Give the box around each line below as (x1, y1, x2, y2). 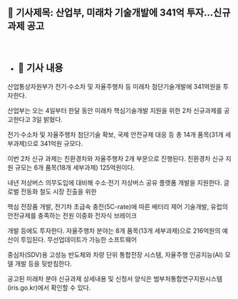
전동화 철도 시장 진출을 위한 (20, 187, 98, 196)
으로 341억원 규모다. (26, 139, 83, 147)
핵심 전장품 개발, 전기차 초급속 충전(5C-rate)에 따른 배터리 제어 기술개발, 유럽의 (7, 202, 228, 211)
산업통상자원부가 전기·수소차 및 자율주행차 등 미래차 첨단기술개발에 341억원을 (7, 82, 222, 90)
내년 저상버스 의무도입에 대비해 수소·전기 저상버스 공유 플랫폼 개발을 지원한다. (7, 178, 222, 187)
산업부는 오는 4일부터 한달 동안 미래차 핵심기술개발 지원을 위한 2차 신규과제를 (7, 106, 222, 115)
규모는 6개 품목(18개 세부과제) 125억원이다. (14, 163, 135, 172)
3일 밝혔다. (31, 115, 63, 123)
